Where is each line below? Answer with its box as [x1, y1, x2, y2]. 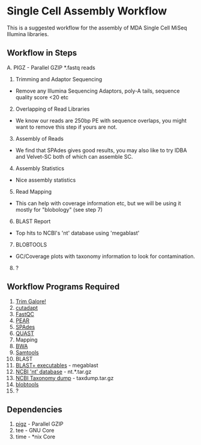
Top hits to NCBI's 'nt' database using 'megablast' [15, 229, 140, 236]
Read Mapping [15, 188, 52, 195]
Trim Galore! [15, 298, 47, 305]
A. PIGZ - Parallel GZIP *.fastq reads [7, 64, 95, 71]
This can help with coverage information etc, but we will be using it [15, 200, 182, 207]
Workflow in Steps [7, 48, 77, 58]
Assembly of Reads [15, 135, 64, 142]
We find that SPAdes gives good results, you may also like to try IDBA [15, 146, 187, 154]
